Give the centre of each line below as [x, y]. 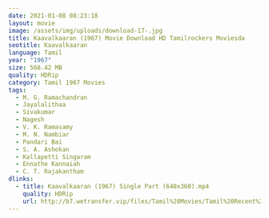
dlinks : [21, 179]
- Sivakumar [36, 113]
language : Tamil [35, 53]
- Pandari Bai [39, 142]
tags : [17, 90]
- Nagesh [30, 120]
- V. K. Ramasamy [44, 127]
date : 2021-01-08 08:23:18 [53, 16]
